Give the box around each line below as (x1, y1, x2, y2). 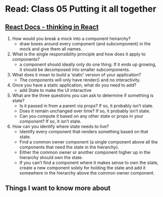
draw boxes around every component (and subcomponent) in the (19, 41, 151, 47)
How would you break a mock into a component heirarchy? (12, 36, 131, 41)
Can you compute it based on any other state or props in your (19, 113, 143, 119)
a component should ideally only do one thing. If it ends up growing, (19, 62, 157, 67)
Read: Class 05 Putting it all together (5, 3, 157, 15)
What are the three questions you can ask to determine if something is (12, 92, 154, 98)
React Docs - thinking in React (5, 23, 99, 31)
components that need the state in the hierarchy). (19, 144, 120, 150)
